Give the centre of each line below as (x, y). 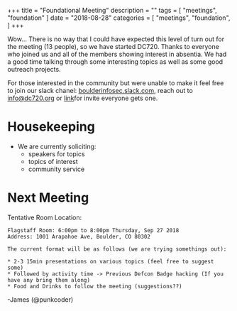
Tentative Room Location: (45, 217)
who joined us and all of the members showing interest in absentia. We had (117, 54)
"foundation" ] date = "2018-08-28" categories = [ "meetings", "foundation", (119, 18)
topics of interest (53, 161)
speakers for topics (56, 154)
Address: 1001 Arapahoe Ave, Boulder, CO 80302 (79, 236)
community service (56, 169)
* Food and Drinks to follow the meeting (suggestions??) (95, 286)
